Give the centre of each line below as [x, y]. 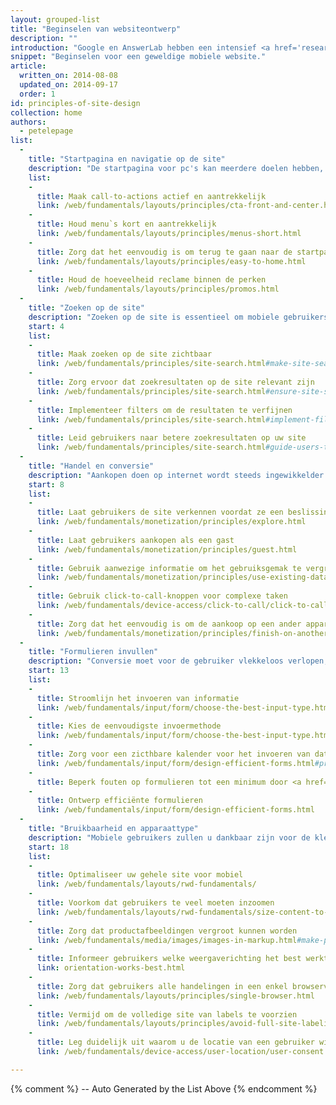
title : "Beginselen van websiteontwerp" [96, 29]
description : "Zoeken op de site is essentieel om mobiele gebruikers [178, 317]
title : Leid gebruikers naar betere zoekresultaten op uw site [171, 438]
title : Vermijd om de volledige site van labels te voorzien [167, 1014]
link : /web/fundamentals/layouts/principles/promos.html [158, 289]
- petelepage [46, 131]
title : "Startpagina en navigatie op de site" [127, 159]
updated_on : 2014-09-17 [68, 85]
